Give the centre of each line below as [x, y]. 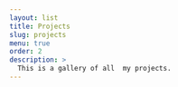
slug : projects [38, 34]
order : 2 [26, 52]
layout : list [34, 18]
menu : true [30, 43]
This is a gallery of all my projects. [94, 69]
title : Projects [40, 26]
